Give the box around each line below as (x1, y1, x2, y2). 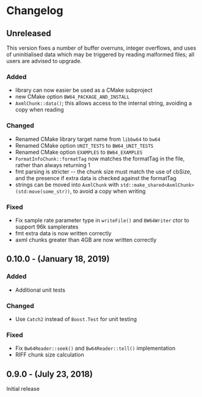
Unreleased (6, 28, 52, 39)
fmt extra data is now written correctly (15, 229, 112, 236)
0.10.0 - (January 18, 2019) (6, 254, 110, 264)
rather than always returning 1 (15, 161, 90, 168)
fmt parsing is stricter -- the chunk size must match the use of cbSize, (15, 168, 192, 175)
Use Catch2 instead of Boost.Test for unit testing (15, 315, 137, 322)
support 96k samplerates (15, 223, 79, 230)
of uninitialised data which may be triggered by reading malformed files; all (6, 51, 195, 58)
